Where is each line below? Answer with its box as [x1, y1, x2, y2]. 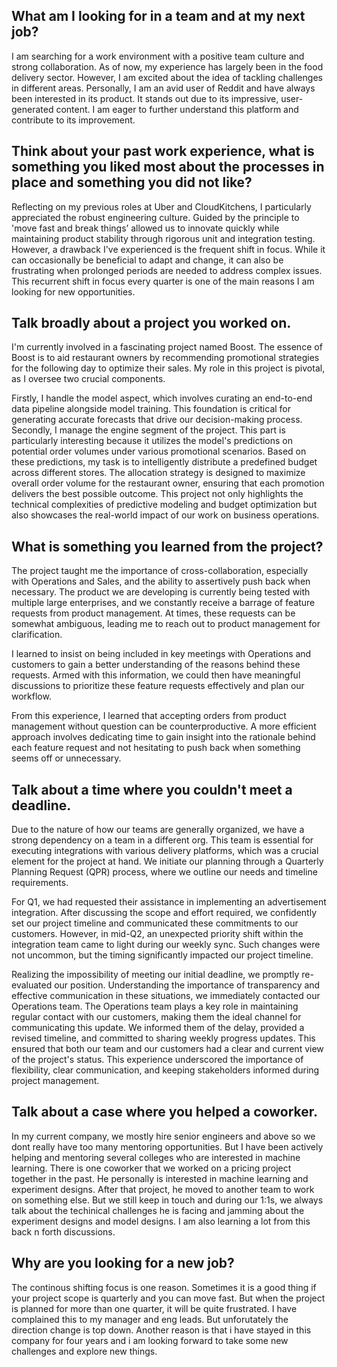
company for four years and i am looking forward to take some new [11, 1334, 289, 1346]
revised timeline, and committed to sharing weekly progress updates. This [11, 1032, 316, 1044]
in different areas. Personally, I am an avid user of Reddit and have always [11, 82, 316, 94]
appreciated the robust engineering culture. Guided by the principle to [11, 211, 300, 223]
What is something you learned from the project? [11, 538, 324, 555]
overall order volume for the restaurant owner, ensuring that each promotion [11, 477, 325, 489]
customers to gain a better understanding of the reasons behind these [11, 659, 301, 671]
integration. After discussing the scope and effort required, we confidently [11, 907, 318, 919]
